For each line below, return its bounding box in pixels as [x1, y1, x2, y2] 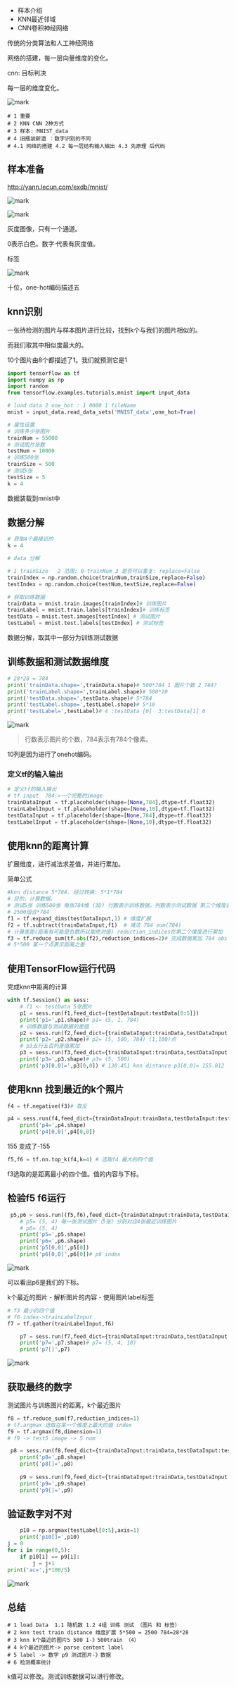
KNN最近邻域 [17, 15, 56, 23]
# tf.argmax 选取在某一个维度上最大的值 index [7, 1421, 132, 1428]
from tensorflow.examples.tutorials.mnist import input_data [7, 390, 190, 397]
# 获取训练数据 [7, 593, 46, 600]
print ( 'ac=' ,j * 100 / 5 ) [7, 1566, 71, 1574]
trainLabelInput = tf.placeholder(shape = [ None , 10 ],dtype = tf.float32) [7, 805, 216, 812]
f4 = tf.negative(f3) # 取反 [7, 1102, 88, 1110]
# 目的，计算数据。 [7, 896, 56, 903]
